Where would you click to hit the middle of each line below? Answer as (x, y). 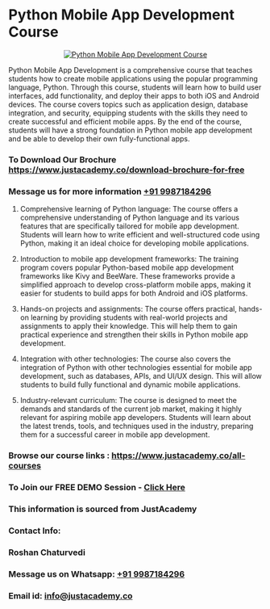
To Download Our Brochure (62, 159)
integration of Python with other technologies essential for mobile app (136, 367)
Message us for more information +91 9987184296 (110, 191)
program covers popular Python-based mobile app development (127, 267)
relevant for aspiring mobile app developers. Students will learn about (135, 418)
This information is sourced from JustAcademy (103, 509)
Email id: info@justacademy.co (71, 595)
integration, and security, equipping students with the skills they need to (128, 113)
